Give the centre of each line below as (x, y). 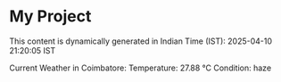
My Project (50, 16)
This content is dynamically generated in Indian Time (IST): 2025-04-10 (141, 41)
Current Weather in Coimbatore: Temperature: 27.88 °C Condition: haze (140, 68)
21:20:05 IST (33, 50)
